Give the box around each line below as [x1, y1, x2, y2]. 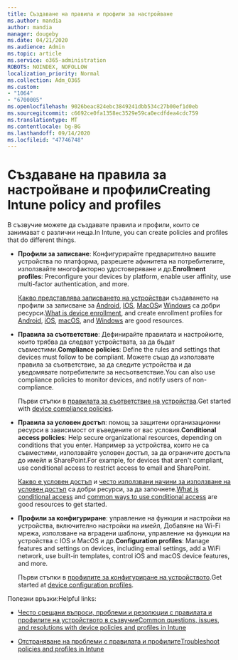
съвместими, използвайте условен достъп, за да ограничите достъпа [17, 449, 231, 457]
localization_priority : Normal [7, 70, 100, 77]
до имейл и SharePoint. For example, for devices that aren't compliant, [17, 456, 224, 465]
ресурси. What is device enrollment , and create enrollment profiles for [17, 309, 223, 318]
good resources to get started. [17, 500, 108, 509]
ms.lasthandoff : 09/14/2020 [7, 130, 91, 137]
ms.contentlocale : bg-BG [7, 122, 81, 130]
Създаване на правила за [7, 167, 167, 183]
